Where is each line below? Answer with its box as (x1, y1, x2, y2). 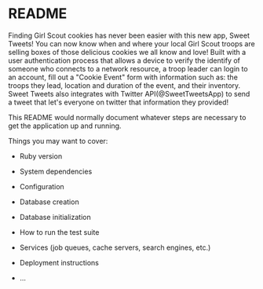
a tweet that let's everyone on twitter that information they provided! (8, 97, 229, 107)
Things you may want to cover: (8, 136, 108, 145)
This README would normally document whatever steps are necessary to (8, 112, 247, 122)
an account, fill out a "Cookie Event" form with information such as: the (8, 72, 238, 82)
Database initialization (19, 212, 92, 221)
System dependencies (19, 166, 93, 176)
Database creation (19, 197, 80, 207)
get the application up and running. (8, 121, 122, 130)
